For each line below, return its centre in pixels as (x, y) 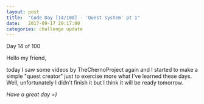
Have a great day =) (32, 94)
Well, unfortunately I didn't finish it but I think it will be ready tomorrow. (95, 83)
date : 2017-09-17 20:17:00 (43, 23)
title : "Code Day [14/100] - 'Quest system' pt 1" (73, 18)
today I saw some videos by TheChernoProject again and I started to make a (102, 70)
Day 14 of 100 (23, 46)
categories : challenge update (45, 29)
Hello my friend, (26, 58)
